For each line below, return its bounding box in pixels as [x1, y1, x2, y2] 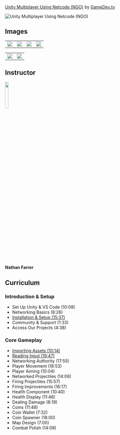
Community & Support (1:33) [12, 319, 69, 325]
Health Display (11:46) [12, 394, 55, 400]
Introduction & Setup [5, 293, 54, 300]
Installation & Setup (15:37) [12, 314, 66, 320]
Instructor [5, 69, 36, 77]
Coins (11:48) [12, 404, 38, 410]
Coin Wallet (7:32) [12, 409, 48, 416]
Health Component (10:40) [12, 389, 65, 395]
